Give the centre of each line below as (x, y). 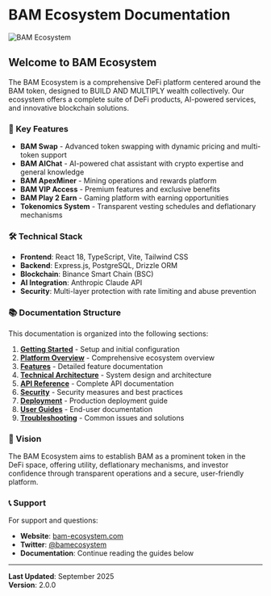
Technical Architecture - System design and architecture (116, 375)
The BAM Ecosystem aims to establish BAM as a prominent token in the (127, 456)
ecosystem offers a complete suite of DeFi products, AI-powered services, (132, 99)
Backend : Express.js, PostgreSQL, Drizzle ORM (99, 266)
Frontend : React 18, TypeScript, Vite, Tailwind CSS (104, 257)
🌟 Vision (25, 439)
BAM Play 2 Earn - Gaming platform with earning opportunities (124, 198)
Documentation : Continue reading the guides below (107, 553)
